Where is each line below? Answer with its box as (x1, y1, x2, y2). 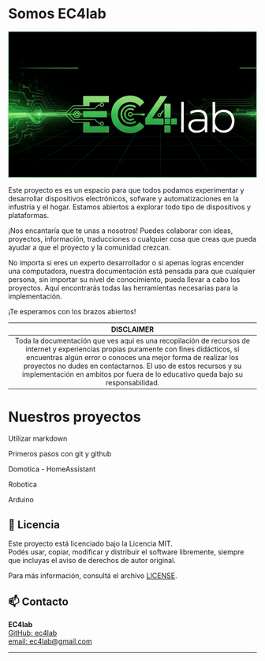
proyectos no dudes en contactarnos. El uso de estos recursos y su (23, 361, 242, 371)
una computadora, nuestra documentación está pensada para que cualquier (8, 266, 256, 276)
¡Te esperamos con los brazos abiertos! (8, 307, 136, 317)
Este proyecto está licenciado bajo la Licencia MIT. (8, 539, 174, 549)
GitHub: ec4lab (8, 629, 58, 638)
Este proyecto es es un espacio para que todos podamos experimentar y (8, 186, 244, 195)
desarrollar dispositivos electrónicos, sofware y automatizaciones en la (8, 194, 239, 204)
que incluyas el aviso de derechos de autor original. (8, 556, 176, 565)
